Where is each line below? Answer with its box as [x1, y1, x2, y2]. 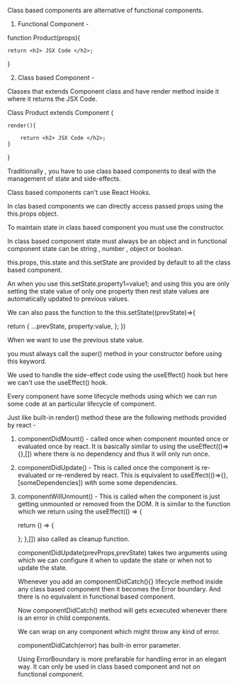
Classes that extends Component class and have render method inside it [7, 87, 220, 95]
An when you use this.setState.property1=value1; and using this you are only [7, 279, 230, 288]
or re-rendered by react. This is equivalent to [47, 471, 179, 479]
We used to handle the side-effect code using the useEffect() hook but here [7, 371, 229, 379]
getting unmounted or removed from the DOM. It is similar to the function [17, 500, 231, 508]
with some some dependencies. [84, 479, 178, 486]
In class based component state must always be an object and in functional [7, 237, 227, 245]
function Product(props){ [7, 33, 81, 42]
